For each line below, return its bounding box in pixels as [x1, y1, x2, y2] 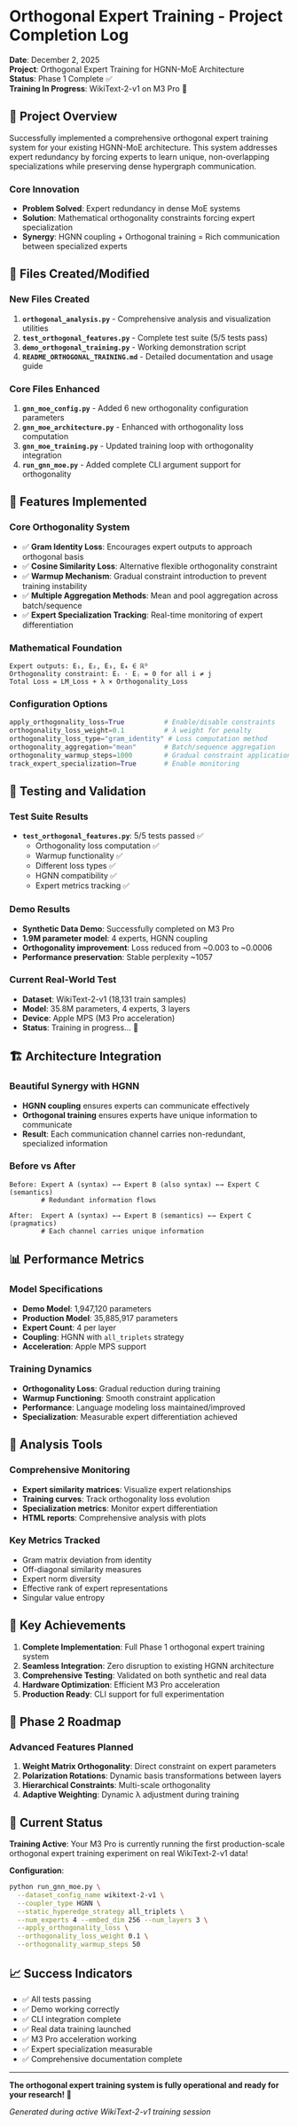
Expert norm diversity [21, 1573, 102, 1584]
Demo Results [9, 903, 71, 916]
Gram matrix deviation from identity [21, 1555, 153, 1565]
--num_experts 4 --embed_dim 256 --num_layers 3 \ [17, 1915, 208, 1925]
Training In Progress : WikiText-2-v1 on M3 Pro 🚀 [9, 83, 188, 94]
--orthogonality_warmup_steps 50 [17, 1941, 141, 1949]
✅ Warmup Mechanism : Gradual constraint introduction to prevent [21, 571, 267, 581]
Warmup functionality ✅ [35, 850, 123, 862]
